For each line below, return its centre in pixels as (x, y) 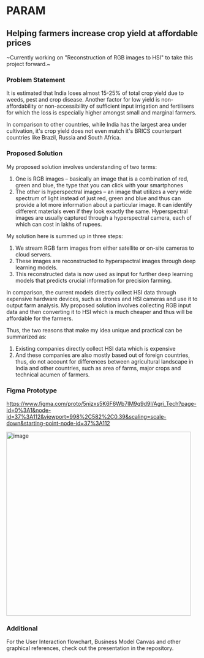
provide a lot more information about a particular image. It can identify (104, 204)
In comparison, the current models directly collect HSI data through (91, 292)
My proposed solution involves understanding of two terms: (82, 166)
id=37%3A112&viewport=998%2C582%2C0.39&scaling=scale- (86, 416)
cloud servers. (33, 254)
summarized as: (27, 337)
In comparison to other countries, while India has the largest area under (96, 125)
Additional (22, 628)
